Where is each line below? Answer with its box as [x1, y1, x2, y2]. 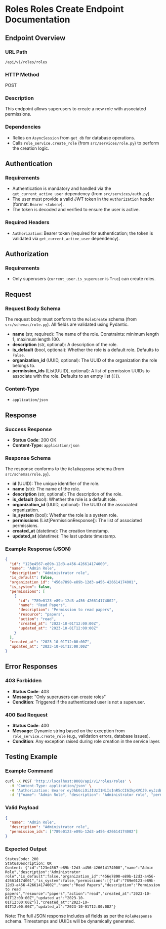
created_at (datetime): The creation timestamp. [12, 528, 109, 534]
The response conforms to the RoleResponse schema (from [5, 466, 124, 472]
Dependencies [5, 124, 41, 131]
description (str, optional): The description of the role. [12, 491, 123, 497]
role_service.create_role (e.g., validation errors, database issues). [12, 733, 150, 739]
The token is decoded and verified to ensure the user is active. [12, 207, 140, 213]
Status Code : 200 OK [12, 437, 57, 443]
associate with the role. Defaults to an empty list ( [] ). [12, 373, 121, 379]
